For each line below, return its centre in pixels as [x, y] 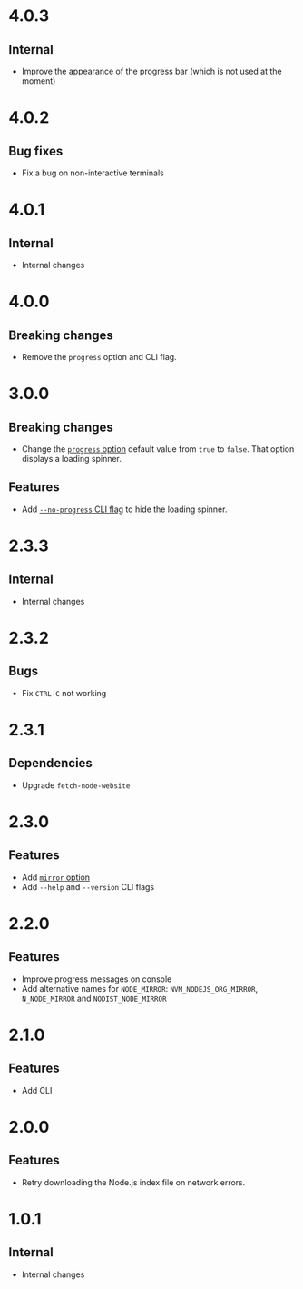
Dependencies [50, 763]
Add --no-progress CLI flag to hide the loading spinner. [124, 509]
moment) [39, 81]
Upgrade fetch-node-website [76, 785]
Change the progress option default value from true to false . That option [158, 449]
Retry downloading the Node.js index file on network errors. [133, 1182]
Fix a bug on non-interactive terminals [93, 173]
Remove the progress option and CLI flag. [99, 357]
